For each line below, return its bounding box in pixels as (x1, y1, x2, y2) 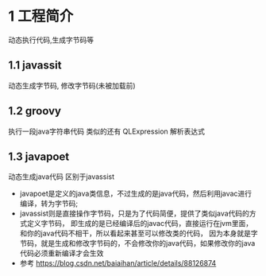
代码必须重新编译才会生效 (19, 248, 104, 259)
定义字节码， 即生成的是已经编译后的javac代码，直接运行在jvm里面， (26, 219, 253, 228)
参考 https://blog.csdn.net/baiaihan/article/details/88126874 (19, 259, 217, 268)
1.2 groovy (8, 104, 62, 118)
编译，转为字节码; (19, 199, 79, 208)
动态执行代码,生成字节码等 (8, 35, 94, 45)
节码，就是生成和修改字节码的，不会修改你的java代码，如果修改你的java (19, 239, 256, 248)
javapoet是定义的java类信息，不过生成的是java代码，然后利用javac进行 (19, 189, 253, 199)
